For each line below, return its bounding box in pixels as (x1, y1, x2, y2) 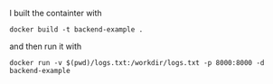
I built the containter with (9, 8, 102, 18)
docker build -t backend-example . (9, 25, 144, 34)
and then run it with (9, 41, 82, 51)
